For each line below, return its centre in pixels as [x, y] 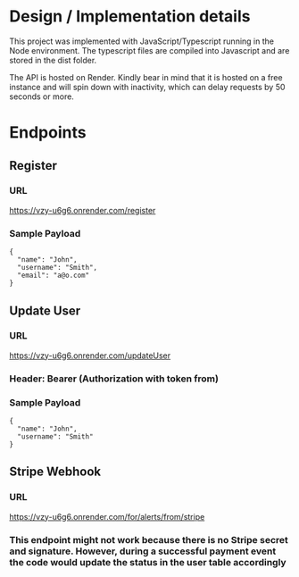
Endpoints [48, 133]
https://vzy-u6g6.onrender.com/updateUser [90, 355]
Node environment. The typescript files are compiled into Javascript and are [149, 50]
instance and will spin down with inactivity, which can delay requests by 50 [147, 87]
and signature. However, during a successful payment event [143, 551]
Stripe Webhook [55, 472]
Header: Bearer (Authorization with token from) [114, 379]
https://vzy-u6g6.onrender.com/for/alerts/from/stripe [107, 516]
